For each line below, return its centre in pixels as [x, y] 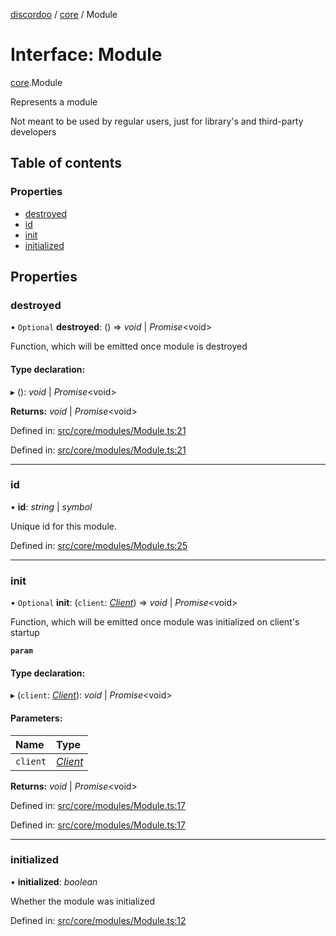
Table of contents [66, 163]
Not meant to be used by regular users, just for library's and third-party [157, 121]
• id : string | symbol [51, 506]
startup [25, 633]
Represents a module [54, 101]
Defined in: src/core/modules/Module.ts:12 [98, 920]
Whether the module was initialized [82, 901]
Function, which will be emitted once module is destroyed [129, 346]
